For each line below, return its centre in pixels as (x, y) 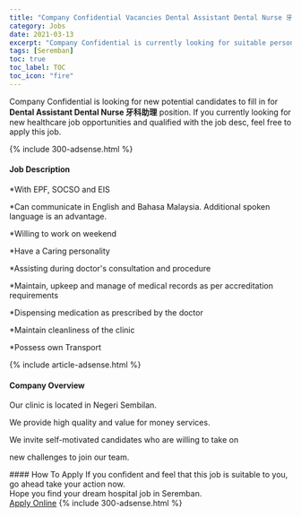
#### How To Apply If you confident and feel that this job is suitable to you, (149, 475)
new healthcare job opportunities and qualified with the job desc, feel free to (150, 122)
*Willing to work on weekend (63, 233)
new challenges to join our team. (69, 457)
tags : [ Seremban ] (42, 51)
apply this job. (35, 132)
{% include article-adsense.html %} (75, 365)
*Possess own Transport (55, 347)
